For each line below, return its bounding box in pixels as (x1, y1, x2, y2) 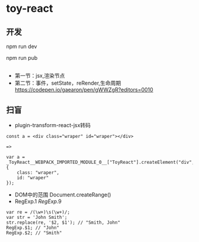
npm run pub (6, 54, 38, 61)
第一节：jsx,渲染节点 (14, 72, 65, 79)
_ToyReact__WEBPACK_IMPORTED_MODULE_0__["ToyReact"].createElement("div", (6, 159, 195, 166)
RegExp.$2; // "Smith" (6, 230, 62, 236)
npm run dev (6, 43, 37, 50)
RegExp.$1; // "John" (6, 225, 60, 231)
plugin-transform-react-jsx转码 (14, 122, 91, 129)
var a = (6, 154, 25, 160)
